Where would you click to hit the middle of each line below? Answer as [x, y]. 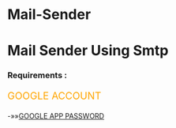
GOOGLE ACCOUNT [54, 96]
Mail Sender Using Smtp [88, 51]
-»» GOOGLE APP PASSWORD [56, 116]
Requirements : [37, 75]
